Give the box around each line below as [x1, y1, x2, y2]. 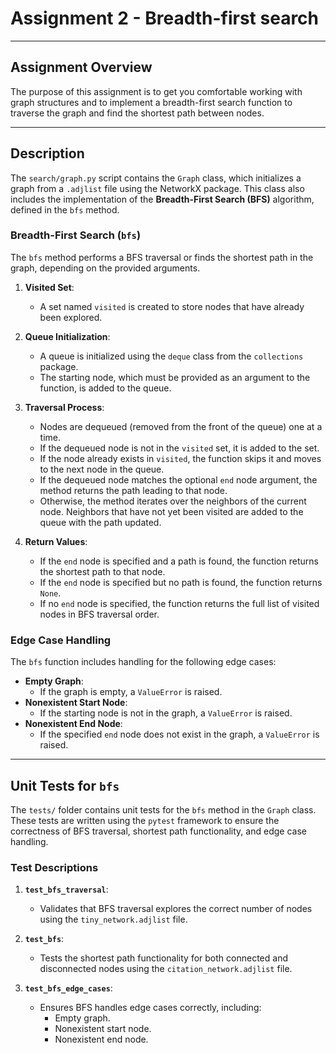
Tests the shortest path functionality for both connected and [39, 952, 288, 964]
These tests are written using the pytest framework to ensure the [10, 814, 280, 826]
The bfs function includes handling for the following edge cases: [10, 656, 277, 668]
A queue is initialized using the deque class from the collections [39, 350, 304, 362]
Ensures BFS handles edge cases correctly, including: [39, 1002, 262, 1014]
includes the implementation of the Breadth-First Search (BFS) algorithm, [10, 193, 315, 205]
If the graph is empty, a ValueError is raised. [39, 686, 223, 698]
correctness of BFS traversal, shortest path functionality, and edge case [10, 825, 307, 837]
